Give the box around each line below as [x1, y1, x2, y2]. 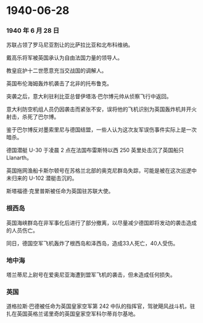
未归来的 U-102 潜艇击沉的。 [6, 175, 77, 182]
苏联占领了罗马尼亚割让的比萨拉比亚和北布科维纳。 [6, 41, 134, 48]
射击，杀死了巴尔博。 [6, 113, 59, 121]
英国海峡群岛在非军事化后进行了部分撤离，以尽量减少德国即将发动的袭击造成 [6, 219, 197, 226]
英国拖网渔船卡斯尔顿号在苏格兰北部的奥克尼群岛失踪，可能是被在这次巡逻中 [6, 167, 197, 175]
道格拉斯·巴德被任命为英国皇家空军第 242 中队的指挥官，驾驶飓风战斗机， [6, 302, 190, 310]
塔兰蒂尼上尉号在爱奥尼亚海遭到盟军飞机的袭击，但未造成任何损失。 [6, 271, 176, 279]
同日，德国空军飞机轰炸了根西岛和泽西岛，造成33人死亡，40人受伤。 [6, 239, 179, 247]
